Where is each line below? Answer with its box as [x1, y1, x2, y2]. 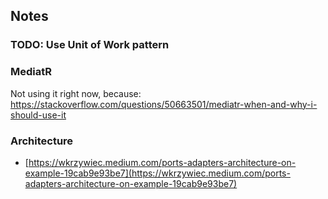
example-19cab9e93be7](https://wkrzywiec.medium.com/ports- [24, 167, 291, 179]
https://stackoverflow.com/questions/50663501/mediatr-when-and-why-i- [10, 98, 318, 110]
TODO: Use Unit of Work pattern [10, 38, 170, 52]
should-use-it [10, 109, 67, 121]
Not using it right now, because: [10, 87, 142, 99]
